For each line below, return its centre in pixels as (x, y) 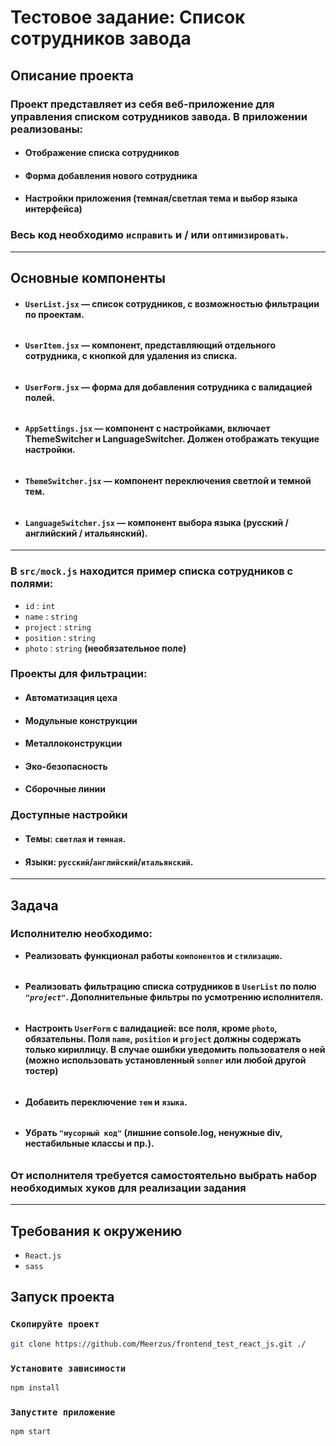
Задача (34, 905)
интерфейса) (53, 209)
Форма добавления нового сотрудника (111, 175)
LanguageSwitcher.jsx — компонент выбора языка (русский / (157, 522)
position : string (60, 637)
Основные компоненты (88, 277)
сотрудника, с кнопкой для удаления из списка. (131, 356)
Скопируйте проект (55, 1324)
